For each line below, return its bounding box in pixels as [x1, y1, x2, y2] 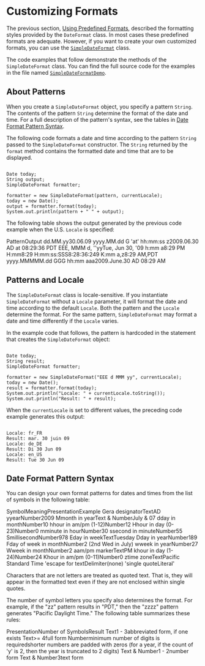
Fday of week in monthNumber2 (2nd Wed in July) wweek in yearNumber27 [6, 541, 198, 548]
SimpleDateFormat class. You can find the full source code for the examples [6, 62, 195, 70]
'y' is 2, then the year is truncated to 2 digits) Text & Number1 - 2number [6, 648, 189, 655]
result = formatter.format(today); [6, 384, 97, 391]
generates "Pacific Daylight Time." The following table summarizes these [6, 610, 190, 617]
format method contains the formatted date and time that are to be [6, 147, 174, 154]
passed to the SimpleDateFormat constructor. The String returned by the [6, 141, 188, 148]
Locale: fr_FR [6, 430, 43, 436]
